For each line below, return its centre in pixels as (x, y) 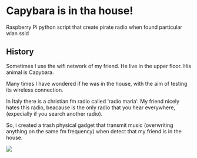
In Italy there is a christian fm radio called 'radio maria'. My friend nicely (93, 101)
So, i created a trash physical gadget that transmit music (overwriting (90, 125)
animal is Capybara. (30, 72)
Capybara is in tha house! (70, 11)
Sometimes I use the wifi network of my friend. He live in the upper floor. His (98, 66)
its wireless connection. (35, 90)
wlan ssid (18, 33)
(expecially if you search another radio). (54, 113)
